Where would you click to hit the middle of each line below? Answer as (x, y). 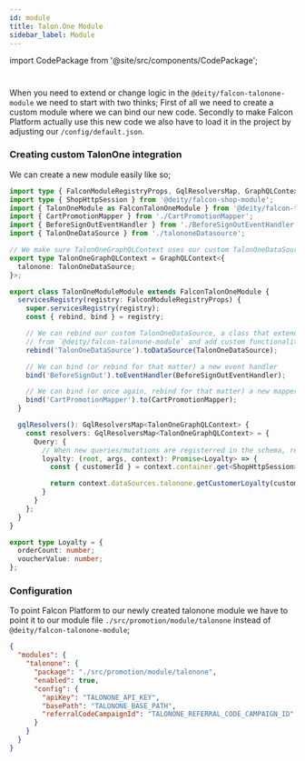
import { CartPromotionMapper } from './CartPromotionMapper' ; (132, 216)
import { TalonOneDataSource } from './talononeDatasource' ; (128, 234)
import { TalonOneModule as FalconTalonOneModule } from (119, 208)
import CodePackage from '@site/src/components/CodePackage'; (134, 61)
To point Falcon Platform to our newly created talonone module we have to (149, 611)
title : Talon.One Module (56, 26)
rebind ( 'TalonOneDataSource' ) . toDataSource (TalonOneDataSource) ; (152, 350)
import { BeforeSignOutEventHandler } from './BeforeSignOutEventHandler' (154, 225)
